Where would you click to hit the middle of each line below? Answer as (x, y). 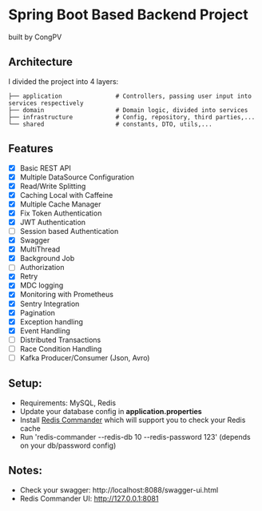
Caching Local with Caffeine (66, 195)
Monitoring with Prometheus (67, 295)
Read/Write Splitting (53, 186)
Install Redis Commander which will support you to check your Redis (133, 420)
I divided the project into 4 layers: (64, 81)
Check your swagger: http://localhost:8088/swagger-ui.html (119, 489)
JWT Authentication (53, 222)
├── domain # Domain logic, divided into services (128, 110)
